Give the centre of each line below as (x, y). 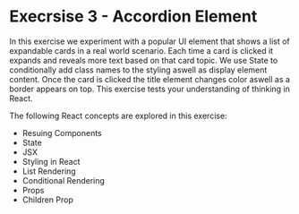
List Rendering (49, 171)
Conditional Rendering (64, 180)
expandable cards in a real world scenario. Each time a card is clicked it (141, 50)
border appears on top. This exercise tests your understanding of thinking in (150, 89)
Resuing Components (62, 133)
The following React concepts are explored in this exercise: (118, 116)
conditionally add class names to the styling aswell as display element (138, 70)
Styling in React (51, 161)
